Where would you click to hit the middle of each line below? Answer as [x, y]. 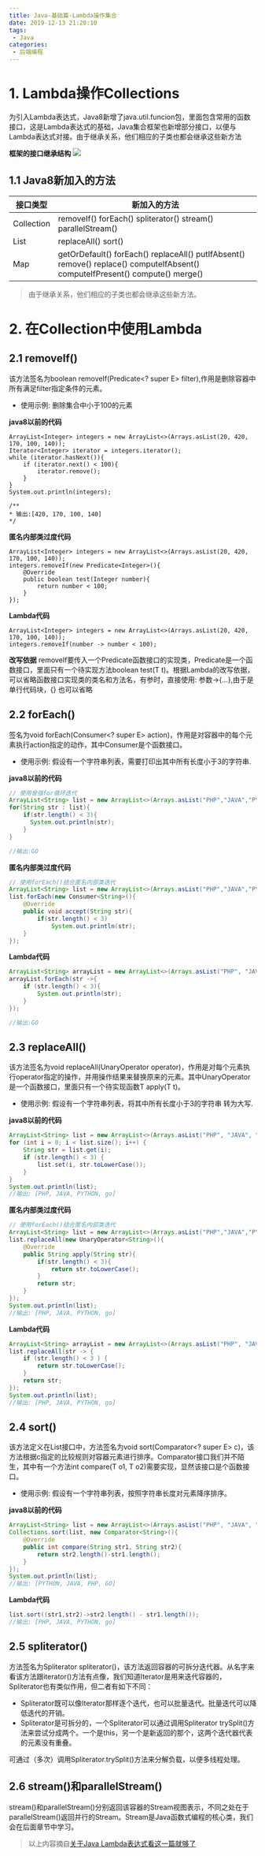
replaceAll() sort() [91, 241]
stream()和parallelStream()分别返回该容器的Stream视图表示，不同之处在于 [129, 1807]
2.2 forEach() [42, 715]
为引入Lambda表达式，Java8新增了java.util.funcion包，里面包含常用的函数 [130, 117]
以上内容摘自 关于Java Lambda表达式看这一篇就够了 [112, 1843]
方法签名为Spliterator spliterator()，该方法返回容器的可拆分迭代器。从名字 [128, 1666]
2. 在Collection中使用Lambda [106, 329]
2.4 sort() [33, 1427]
